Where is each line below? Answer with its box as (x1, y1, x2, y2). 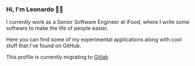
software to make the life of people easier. (6, 25, 108, 32)
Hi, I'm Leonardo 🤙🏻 (6, 5, 64, 13)
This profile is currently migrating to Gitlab (6, 54, 109, 61)
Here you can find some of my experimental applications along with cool (6, 36, 182, 43)
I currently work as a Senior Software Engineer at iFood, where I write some (6, 19, 190, 26)
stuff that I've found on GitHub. (6, 42, 81, 49)
